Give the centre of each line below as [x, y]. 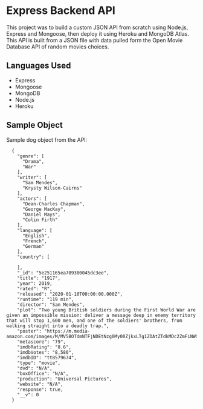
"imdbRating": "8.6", [44, 347]
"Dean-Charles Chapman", [53, 204]
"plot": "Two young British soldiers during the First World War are [107, 310]
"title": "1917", [39, 278]
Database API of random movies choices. [58, 47]
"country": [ [34, 257]
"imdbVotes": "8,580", [46, 352]
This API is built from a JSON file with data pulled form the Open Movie [95, 40]
